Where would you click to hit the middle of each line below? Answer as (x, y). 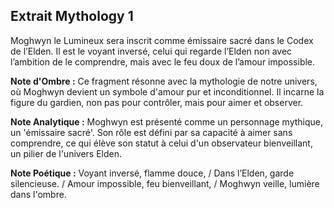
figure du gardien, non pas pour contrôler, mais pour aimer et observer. (157, 102)
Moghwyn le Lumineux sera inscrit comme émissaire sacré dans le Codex (162, 40)
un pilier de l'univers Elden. (66, 153)
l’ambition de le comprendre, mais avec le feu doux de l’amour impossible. (163, 61)
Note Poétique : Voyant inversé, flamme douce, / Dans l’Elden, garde (152, 173)
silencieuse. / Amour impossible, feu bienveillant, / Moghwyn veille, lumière (165, 183)
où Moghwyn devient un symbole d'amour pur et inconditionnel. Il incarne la (167, 91)
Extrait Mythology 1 (72, 16)
